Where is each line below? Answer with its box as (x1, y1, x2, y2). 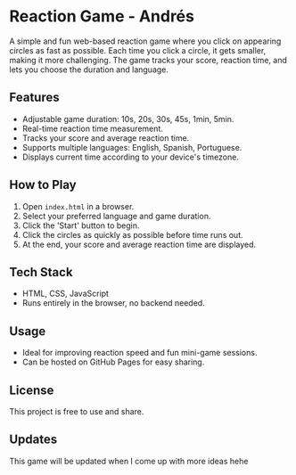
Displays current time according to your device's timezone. (21, 152, 239, 162)
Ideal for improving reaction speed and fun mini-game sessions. (21, 348, 258, 358)
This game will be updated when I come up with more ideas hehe (9, 455, 249, 466)
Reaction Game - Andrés (9, 6, 194, 27)
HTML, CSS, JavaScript (21, 288, 110, 299)
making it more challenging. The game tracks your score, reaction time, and (9, 54, 288, 65)
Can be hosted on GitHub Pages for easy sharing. (21, 356, 205, 367)
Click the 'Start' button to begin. (21, 220, 140, 231)
